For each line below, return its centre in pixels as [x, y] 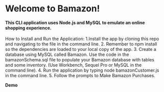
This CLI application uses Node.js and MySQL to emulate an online [75, 22]
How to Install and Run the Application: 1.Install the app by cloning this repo [82, 39]
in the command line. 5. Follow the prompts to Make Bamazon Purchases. [80, 76]
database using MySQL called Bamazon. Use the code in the [67, 54]
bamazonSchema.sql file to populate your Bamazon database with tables [80, 60]
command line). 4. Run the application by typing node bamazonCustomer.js [82, 70]
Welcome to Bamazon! [53, 9]
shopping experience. [28, 28]
